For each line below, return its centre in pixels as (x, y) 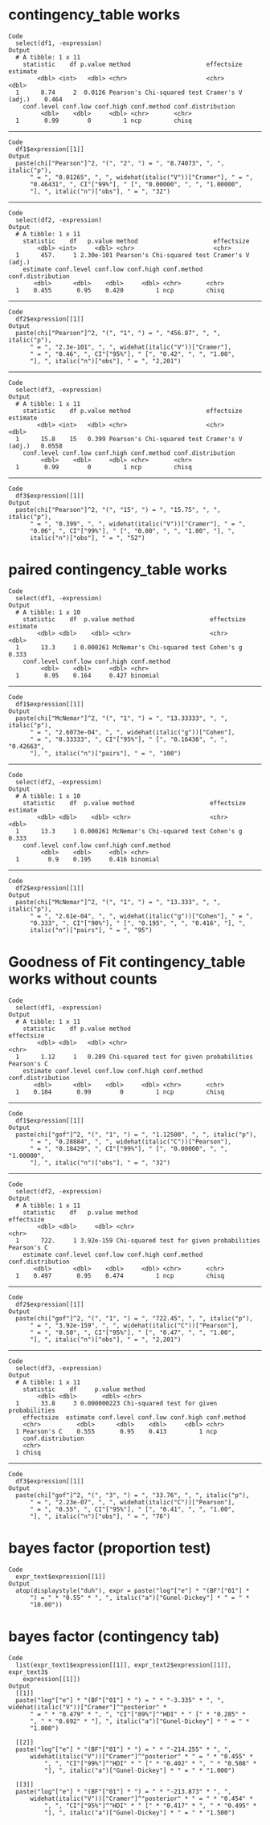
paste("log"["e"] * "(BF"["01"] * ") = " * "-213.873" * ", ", (123, 1791)
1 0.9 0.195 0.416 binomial (88, 859)
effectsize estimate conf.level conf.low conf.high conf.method (135, 1417)
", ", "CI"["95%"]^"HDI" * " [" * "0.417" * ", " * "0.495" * (150, 1806)
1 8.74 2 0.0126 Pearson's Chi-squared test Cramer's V (129, 92)
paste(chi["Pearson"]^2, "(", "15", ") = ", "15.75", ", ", (118, 509)
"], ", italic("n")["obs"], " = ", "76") (100, 1516)
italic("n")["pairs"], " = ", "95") (91, 930)
